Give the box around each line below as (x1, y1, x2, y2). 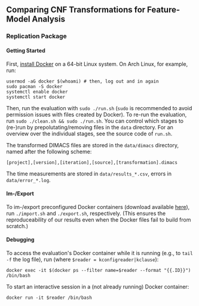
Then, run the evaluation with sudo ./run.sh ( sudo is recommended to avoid (6, 104, 192, 111)
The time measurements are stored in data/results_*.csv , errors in (6, 170, 172, 177)
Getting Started (6, 47, 46, 54)
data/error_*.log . (6, 176, 51, 183)
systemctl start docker (6, 94, 66, 100)
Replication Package (6, 32, 67, 41)
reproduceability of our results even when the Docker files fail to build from (6, 216, 191, 223)
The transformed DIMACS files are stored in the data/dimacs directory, (6, 141, 179, 149)
